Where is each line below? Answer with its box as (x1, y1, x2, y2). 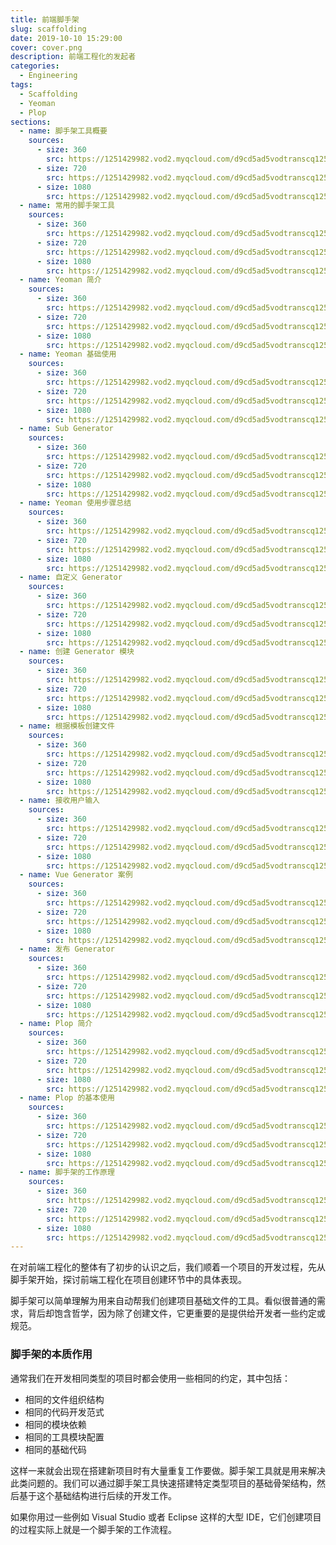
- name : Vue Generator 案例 (19, 870, 133, 880)
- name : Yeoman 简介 (19, 275, 102, 285)
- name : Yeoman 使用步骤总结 (19, 498, 132, 508)
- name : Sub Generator (19, 424, 114, 434)
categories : (10, 61, 60, 71)
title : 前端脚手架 (10, 14, 80, 25)
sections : (10, 117, 52, 127)
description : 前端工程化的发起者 (10, 52, 137, 62)
